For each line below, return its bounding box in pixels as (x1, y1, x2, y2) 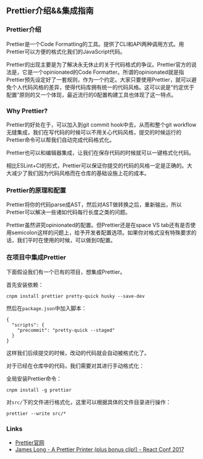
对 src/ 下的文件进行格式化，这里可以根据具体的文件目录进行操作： (6, 398, 171, 406)
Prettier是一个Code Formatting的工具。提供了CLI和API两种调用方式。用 (6, 40, 184, 47)
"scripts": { (12, 322, 45, 328)
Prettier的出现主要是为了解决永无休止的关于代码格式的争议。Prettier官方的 (6, 61, 192, 68)
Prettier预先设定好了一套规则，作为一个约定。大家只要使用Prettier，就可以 (6, 76, 192, 83)
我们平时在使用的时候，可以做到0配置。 (16, 237, 116, 244)
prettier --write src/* (6, 411, 67, 417)
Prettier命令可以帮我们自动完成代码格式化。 (6, 136, 115, 144)
